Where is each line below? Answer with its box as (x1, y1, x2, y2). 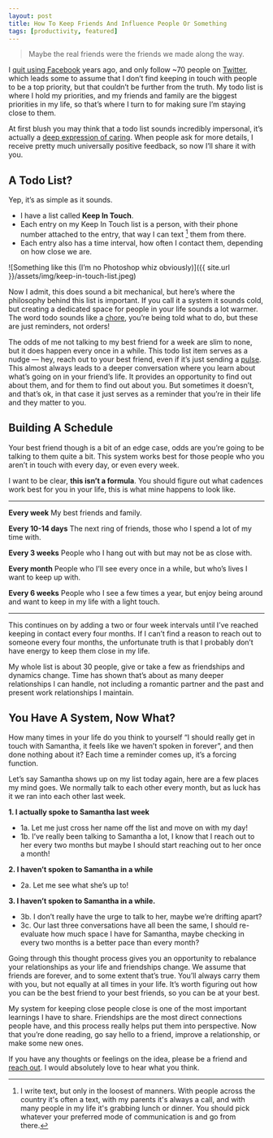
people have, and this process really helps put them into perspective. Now (8, 1021, 258, 1031)
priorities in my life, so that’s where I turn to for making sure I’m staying (8, 99, 246, 110)
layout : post (8, 11, 53, 20)
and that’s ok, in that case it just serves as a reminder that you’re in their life (8, 389, 262, 398)
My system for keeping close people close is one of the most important (8, 1004, 247, 1014)
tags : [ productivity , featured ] (8, 27, 118, 35)
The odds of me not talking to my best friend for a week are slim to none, (8, 337, 253, 346)
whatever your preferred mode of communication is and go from (19, 1112, 236, 1122)
